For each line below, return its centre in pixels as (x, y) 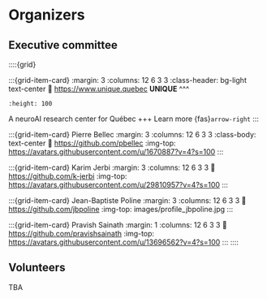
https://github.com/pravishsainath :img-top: (82, 234)
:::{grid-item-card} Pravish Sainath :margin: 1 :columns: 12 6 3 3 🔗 (118, 225)
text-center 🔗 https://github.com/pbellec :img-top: (92, 143)
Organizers (47, 15)
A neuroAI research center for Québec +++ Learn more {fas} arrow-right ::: (134, 119)
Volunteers (37, 268)
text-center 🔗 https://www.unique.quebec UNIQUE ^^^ (99, 89)
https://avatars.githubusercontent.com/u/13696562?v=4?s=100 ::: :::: (124, 242)
